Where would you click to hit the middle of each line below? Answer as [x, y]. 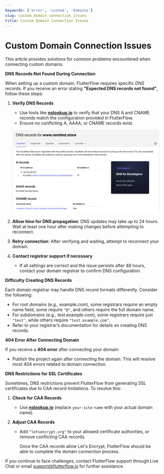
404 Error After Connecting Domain [42, 340]
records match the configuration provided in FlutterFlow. [76, 118]
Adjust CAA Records [34, 422]
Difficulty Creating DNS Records [39, 280]
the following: [19, 295]
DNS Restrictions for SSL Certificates [44, 374]
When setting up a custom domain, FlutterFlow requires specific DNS [75, 83]
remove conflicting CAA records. [52, 437]
